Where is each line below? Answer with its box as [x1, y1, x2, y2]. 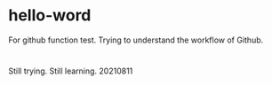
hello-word [8, 5, 92, 26]
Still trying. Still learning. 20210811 [8, 66, 133, 76]
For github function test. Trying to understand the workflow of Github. [8, 35, 264, 45]
